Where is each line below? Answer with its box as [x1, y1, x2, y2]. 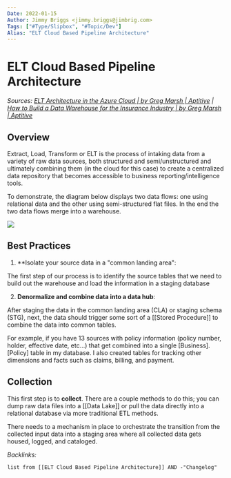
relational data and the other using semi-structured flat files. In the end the [7, 200, 219, 208]
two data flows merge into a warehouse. [7, 207, 122, 215]
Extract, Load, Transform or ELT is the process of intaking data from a [7, 150, 205, 157]
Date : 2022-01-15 [7, 10, 57, 17]
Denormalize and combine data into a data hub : [17, 292, 156, 300]
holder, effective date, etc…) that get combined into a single [7, 341, 177, 350]
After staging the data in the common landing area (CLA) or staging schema [7, 305, 223, 314]
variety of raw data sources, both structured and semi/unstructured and [7, 157, 212, 165]
